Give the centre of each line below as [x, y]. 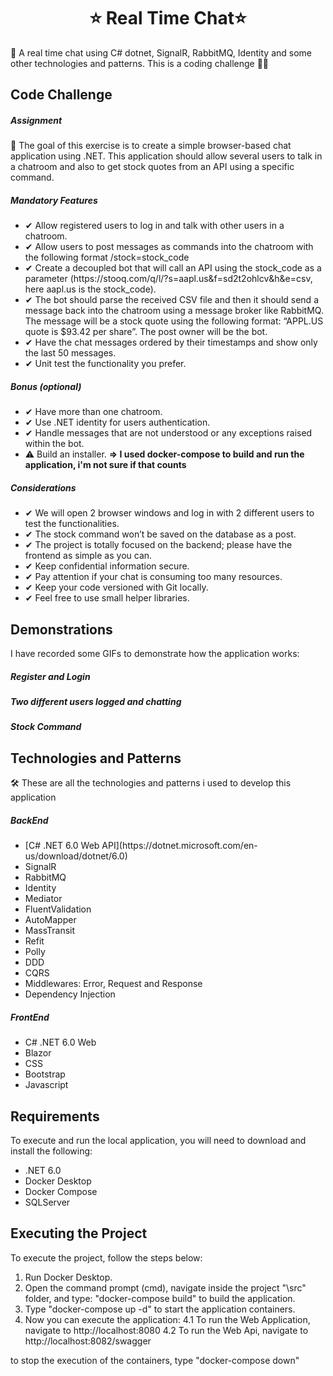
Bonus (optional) [46, 386]
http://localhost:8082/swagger [88, 1341]
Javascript [46, 1085]
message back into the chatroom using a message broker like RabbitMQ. [174, 311]
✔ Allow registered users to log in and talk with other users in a [154, 226]
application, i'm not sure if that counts [105, 465]
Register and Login [50, 676]
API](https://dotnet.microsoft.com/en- [179, 846]
